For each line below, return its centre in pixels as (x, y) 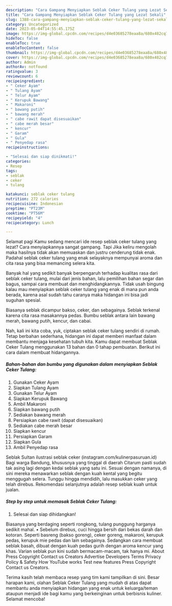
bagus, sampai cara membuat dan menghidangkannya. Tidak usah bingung (85, 284)
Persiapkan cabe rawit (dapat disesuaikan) (58, 420)
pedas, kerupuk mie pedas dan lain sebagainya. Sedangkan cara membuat (84, 540)
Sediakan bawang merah (39, 415)
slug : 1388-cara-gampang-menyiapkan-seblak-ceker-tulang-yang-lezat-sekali (88, 19)
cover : (13, 57)
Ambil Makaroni (30, 404)
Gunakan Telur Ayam (35, 393)
